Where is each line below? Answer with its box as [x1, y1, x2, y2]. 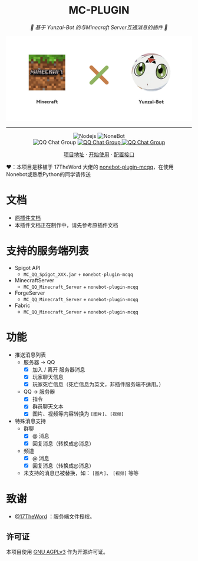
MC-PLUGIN [68, 4, 130, 17]
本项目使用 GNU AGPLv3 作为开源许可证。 [6, 549, 109, 556]
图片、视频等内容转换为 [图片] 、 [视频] [32, 410, 124, 417]
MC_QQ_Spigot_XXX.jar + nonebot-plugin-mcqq [23, 270, 133, 278]
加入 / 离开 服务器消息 [32, 366, 85, 373]
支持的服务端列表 [6, 245, 90, 258]
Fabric [14, 302, 31, 309]
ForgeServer [14, 289, 45, 296]
